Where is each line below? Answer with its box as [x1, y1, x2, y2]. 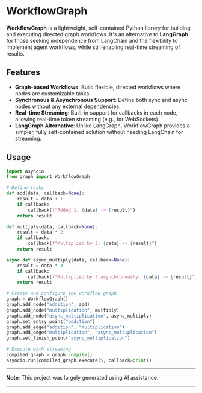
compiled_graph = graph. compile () [6, 352, 93, 358]
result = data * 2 [17, 229, 63, 235]
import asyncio [6, 168, 44, 174]
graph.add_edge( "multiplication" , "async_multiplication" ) [6, 330, 158, 336]
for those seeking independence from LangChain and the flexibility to [6, 37, 178, 44]
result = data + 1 [17, 196, 63, 202]
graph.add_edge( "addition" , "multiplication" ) [6, 324, 125, 330]
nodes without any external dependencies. [14, 103, 121, 110]
